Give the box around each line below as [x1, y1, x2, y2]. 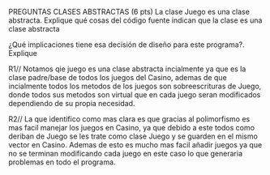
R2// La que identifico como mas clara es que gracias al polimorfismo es [8, 114, 251, 124]
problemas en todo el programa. [8, 157, 116, 167]
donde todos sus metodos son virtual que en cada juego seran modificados [8, 90, 261, 100]
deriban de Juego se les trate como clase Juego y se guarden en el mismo [8, 131, 258, 141]
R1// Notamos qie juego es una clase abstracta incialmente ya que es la [8, 64, 246, 74]
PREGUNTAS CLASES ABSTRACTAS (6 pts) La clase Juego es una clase [8, 7, 250, 16]
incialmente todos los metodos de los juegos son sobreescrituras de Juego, [8, 81, 262, 91]
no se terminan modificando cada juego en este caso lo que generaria [8, 149, 243, 158]
